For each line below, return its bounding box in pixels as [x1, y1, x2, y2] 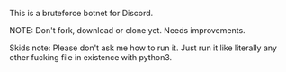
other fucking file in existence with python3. [9, 52, 173, 62]
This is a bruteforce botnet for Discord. [9, 8, 154, 18]
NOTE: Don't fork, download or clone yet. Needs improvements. [9, 25, 246, 35]
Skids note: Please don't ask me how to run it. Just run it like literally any [9, 42, 277, 53]
